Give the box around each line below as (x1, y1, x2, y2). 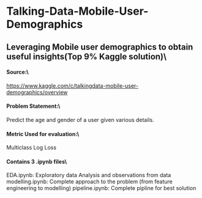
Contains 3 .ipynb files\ (6, 158, 67, 165)
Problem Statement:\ (6, 102, 61, 110)
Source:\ (6, 69, 29, 76)
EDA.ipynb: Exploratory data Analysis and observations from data (6, 172, 171, 179)
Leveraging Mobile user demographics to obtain (6, 42, 193, 52)
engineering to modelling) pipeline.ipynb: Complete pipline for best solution (6, 185, 196, 192)
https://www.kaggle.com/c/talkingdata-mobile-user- (6, 82, 139, 89)
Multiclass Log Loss (6, 144, 57, 151)
